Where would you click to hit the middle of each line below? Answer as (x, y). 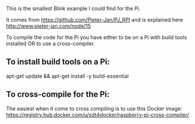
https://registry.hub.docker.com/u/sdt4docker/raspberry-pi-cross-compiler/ (97, 115)
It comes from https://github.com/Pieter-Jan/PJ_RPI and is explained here (95, 20)
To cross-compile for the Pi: (58, 94)
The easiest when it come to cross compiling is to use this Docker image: (94, 108)
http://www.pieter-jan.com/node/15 (49, 26)
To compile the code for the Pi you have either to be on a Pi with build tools (97, 37)
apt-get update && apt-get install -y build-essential (67, 76)
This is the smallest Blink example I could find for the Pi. (73, 8)
